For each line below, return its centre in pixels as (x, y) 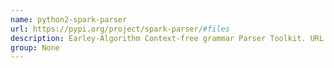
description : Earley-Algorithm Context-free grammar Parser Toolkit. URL (167, 38)
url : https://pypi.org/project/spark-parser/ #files (120, 29)
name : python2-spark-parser (69, 19)
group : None (35, 47)
